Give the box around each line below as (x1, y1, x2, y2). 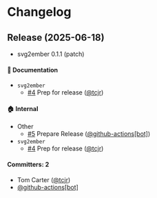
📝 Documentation (7, 66, 59, 74)
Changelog (7, 4, 72, 20)
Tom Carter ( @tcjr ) (17, 175, 71, 184)
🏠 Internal (7, 104, 39, 112)
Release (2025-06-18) (7, 32, 105, 43)
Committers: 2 (7, 160, 50, 168)
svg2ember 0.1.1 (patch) (17, 50, 85, 58)
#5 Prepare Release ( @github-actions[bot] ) (27, 130, 151, 138)
